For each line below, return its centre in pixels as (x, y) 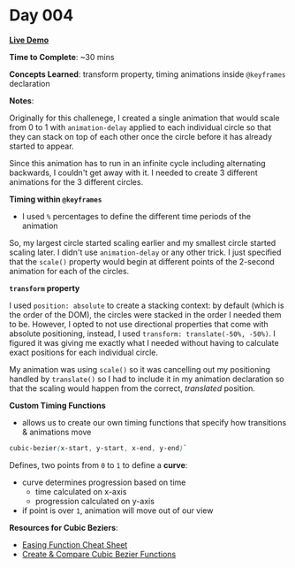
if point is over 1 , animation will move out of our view (117, 510)
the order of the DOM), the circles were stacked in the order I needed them (145, 314)
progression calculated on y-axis (95, 501)
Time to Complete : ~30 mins (62, 57)
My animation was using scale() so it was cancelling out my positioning (140, 369)
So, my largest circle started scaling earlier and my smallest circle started (143, 242)
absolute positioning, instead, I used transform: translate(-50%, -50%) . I (143, 334)
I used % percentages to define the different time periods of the (136, 216)
